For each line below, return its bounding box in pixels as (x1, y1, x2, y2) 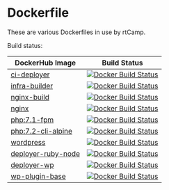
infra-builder (10, 81, 54, 90)
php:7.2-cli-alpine (10, 126, 73, 136)
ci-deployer (10, 70, 50, 79)
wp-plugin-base (10, 171, 66, 181)
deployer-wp (10, 160, 54, 170)
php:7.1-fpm (10, 115, 54, 125)
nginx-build (10, 92, 50, 102)
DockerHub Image (15, 58, 77, 68)
